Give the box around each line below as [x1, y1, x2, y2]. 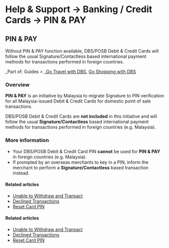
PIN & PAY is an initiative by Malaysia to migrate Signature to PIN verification [5, 93, 164, 99]
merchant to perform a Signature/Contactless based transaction [12, 164, 149, 170]
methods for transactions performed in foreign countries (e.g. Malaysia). [5, 124, 156, 130]
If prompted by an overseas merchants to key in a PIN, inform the [12, 159, 149, 165]
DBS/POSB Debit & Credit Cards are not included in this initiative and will [5, 113, 157, 120]
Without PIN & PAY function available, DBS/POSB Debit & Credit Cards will [5, 48, 159, 54]
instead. [12, 170, 30, 176]
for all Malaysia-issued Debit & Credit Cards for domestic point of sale [5, 98, 151, 104]
